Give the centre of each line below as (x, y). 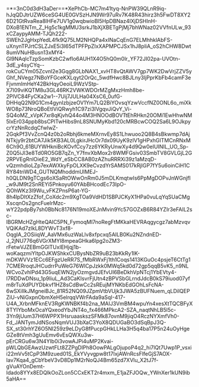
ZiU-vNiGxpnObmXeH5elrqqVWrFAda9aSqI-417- (66, 297)
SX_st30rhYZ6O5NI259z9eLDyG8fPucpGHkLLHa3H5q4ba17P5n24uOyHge (98, 329)
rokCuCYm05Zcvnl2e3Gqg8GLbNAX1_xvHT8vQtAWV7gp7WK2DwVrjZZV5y (99, 71)
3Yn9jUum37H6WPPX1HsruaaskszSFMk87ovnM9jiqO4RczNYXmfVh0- (93, 316)
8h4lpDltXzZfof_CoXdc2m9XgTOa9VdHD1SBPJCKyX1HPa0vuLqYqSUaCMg (98, 197)
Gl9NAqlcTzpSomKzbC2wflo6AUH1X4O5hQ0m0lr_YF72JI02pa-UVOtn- (93, 59)
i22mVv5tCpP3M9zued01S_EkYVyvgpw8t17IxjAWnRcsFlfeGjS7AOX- (89, 354)
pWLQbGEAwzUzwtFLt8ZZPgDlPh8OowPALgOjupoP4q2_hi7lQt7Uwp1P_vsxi (99, 347)
